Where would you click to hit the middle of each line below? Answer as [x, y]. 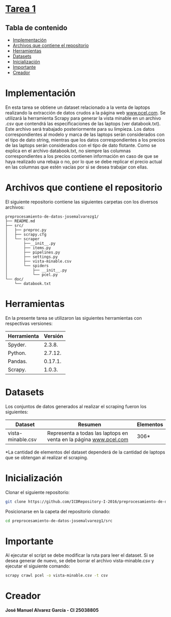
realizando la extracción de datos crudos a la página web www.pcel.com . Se [85, 112]
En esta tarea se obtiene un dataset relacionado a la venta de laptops [78, 107]
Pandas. [18, 361]
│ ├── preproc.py [26, 230]
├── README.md [20, 221]
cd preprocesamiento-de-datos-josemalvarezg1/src [59, 521]
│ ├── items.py [28, 248]
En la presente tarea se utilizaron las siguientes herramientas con [74, 318]
